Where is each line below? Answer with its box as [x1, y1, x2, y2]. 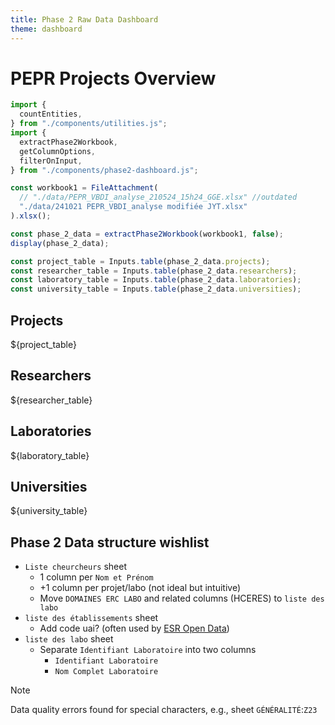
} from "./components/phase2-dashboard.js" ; [10, 165, 199, 175]
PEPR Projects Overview [10, 67, 217, 90]
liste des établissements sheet [24, 612, 159, 624]
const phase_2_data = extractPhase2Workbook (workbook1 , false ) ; [10, 229, 284, 239]
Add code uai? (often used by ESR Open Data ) [39, 622, 230, 635]
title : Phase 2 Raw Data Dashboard [10, 14, 159, 25]
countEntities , [19, 109, 83, 120]
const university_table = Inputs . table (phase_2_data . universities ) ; [10, 284, 302, 295]
